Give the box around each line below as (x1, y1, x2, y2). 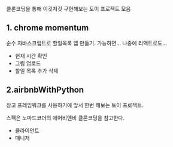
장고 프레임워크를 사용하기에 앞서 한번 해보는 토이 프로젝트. (6, 101, 144, 109)
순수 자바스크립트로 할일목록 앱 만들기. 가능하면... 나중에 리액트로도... (6, 39, 168, 47)
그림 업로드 (14, 59, 41, 67)
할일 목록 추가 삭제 (14, 67, 59, 74)
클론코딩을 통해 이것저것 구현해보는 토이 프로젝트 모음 (6, 5, 131, 12)
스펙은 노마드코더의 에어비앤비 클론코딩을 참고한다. (6, 114, 125, 121)
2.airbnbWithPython (6, 85, 84, 95)
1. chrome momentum (6, 23, 89, 33)
